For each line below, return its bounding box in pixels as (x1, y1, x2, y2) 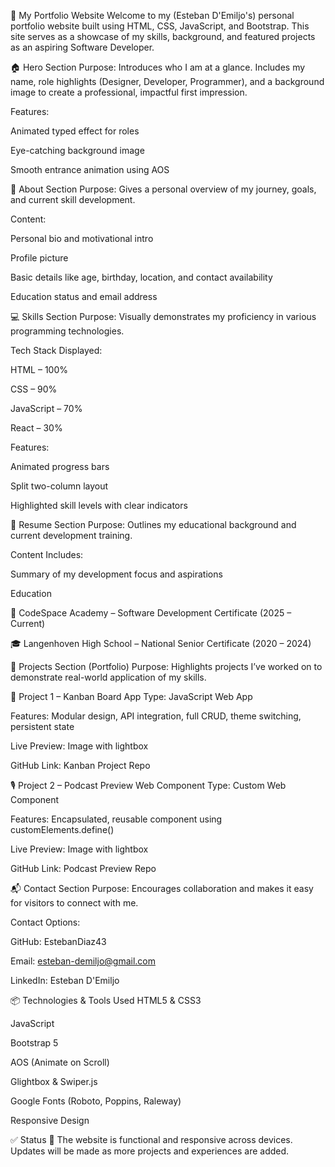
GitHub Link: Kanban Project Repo (10, 760, 151, 771)
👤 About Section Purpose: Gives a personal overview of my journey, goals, (10, 183, 317, 195)
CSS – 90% (10, 383, 58, 395)
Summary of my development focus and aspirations (10, 568, 223, 580)
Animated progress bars (10, 461, 110, 472)
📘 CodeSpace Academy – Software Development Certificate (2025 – (10, 607, 292, 619)
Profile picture (10, 252, 69, 264)
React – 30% (10, 422, 63, 434)
